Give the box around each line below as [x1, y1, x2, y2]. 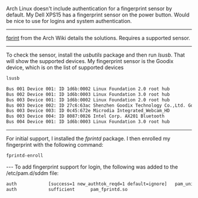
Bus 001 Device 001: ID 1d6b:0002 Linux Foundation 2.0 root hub [6, 85, 170, 92]
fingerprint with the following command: [6, 141, 104, 148]
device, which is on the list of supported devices [6, 64, 124, 71]
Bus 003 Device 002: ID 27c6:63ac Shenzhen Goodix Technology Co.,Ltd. [6, 103, 186, 108]
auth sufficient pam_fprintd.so [6, 186, 128, 192]
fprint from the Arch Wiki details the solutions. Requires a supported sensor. [6, 35, 190, 41]
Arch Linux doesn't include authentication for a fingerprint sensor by [6, 5, 173, 12]
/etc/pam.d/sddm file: [6, 169, 59, 176]
